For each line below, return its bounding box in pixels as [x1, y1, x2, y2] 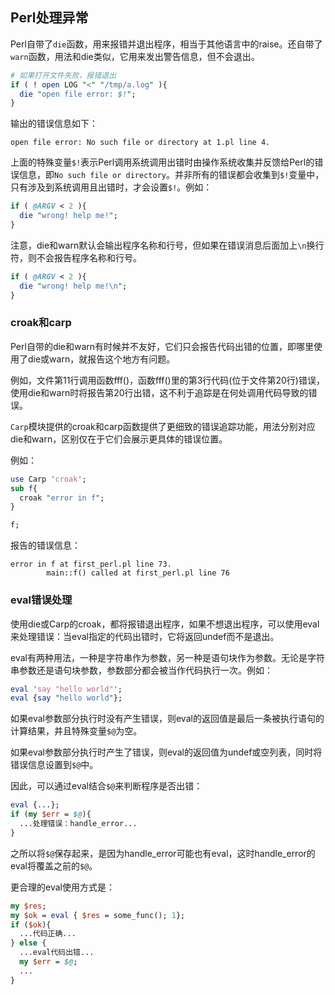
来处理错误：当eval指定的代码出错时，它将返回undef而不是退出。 [10, 630, 280, 642]
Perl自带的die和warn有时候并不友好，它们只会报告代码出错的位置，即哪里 [10, 340, 315, 352]
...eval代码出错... [19, 948, 95, 958]
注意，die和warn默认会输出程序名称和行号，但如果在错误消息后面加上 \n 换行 [10, 239, 325, 251]
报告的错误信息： [10, 539, 81, 552]
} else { [10, 938, 47, 948]
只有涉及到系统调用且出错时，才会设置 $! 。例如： [10, 181, 213, 193]
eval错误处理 [10, 593, 73, 607]
